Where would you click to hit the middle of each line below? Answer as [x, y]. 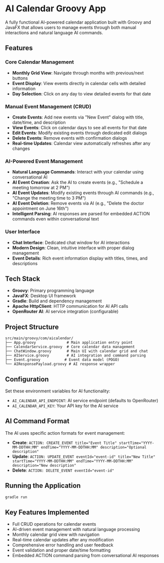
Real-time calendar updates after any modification [63, 540]
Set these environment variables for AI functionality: [58, 391]
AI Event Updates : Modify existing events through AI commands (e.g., [83, 193]
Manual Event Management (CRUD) [48, 106]
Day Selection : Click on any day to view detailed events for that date [82, 93]
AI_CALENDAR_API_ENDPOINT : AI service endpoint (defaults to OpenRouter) [85, 400]
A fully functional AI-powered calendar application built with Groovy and [78, 22]
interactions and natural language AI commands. [54, 32]
